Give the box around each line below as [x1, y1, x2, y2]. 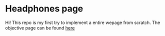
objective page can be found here [5, 24, 75, 30]
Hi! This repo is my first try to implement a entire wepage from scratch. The [5, 19, 160, 25]
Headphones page [5, 3, 83, 14]
